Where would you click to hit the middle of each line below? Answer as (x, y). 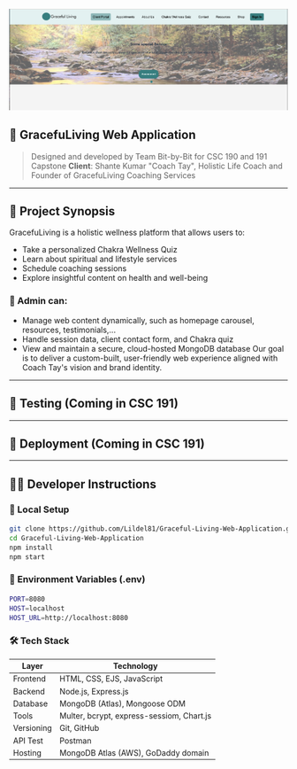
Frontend (30, 679)
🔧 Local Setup (39, 509)
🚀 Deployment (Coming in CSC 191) (107, 443)
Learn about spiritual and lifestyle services (99, 259)
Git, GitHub (80, 728)
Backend (29, 691)
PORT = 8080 (27, 599)
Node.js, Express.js (94, 691)
